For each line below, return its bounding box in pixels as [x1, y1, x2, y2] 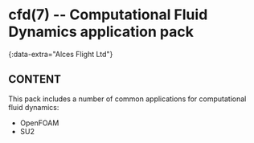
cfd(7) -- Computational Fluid [8, 6, 208, 24]
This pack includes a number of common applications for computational [8, 94, 247, 104]
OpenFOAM [19, 118, 59, 128]
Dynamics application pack [8, 22, 195, 41]
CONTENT [8, 72, 62, 86]
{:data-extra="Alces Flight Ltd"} [8, 49, 113, 59]
